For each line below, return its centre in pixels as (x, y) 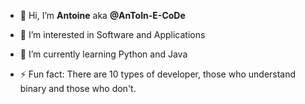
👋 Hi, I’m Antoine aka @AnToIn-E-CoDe (102, 15)
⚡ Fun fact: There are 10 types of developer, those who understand (158, 74)
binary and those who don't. (78, 88)
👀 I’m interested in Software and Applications (112, 34)
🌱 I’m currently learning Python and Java (103, 54)
